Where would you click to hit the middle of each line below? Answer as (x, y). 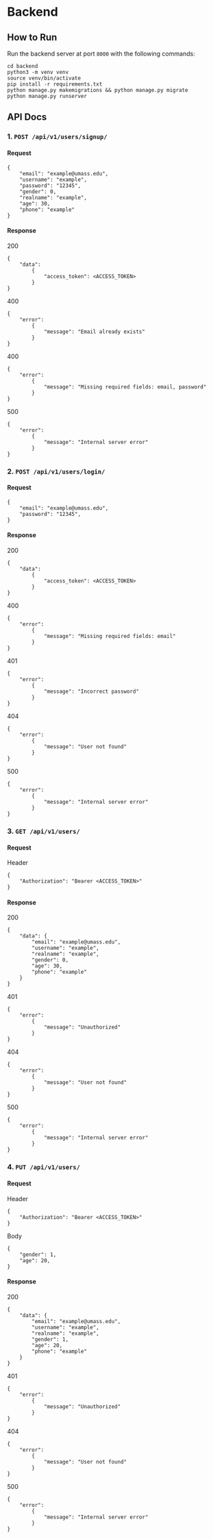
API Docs (27, 117)
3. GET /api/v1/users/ (43, 831)
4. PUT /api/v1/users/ (44, 1167)
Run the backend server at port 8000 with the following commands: (101, 53)
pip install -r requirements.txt (55, 84)
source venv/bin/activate (44, 78)
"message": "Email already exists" (95, 332)
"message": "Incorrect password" (91, 692)
